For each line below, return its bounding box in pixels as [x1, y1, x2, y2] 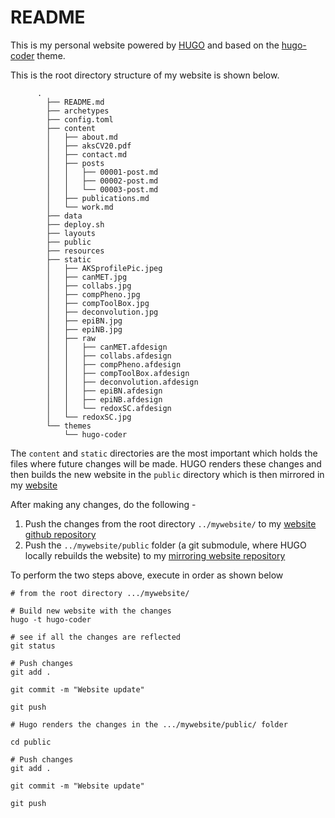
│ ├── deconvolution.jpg [46, 307, 159, 317]
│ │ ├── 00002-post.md [46, 176, 159, 186]
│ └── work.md [46, 202, 114, 212]
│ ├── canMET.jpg [46, 272, 128, 282]
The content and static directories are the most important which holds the [10, 447, 318, 459]
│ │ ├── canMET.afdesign [46, 342, 168, 352]
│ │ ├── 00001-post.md [46, 167, 159, 177]
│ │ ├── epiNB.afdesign [46, 394, 163, 405]
